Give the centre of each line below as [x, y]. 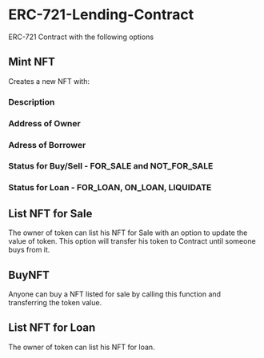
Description [32, 101]
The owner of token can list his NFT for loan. [82, 347]
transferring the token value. [55, 302]
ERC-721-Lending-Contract [101, 15]
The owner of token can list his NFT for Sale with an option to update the [128, 233]
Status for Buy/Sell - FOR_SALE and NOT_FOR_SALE [111, 166]
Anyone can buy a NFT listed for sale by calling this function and [115, 294]
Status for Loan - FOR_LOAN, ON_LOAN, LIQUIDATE [110, 188]
